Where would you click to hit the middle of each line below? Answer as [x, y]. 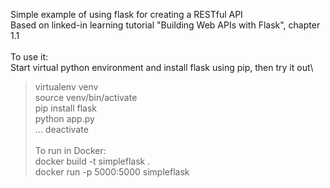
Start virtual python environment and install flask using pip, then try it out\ [162, 67]
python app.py [64, 118]
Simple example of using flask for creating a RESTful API [126, 14]
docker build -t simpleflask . [92, 161]
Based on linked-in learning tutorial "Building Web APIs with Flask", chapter [165, 25]
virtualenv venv [66, 87]
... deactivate [61, 129]
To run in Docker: [70, 150]
